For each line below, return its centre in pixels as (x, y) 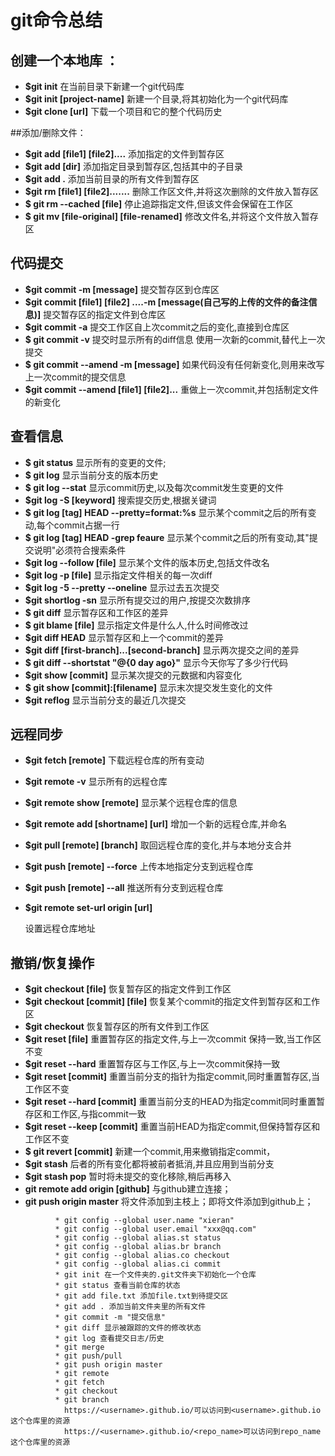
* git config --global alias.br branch (138, 1247)
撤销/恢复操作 (52, 962)
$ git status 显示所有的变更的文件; (95, 462)
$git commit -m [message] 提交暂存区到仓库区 (122, 289)
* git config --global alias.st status (138, 1238)
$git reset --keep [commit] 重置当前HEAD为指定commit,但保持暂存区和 (172, 1127)
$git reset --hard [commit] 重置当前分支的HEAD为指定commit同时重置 (170, 1102)
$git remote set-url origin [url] (88, 908)
